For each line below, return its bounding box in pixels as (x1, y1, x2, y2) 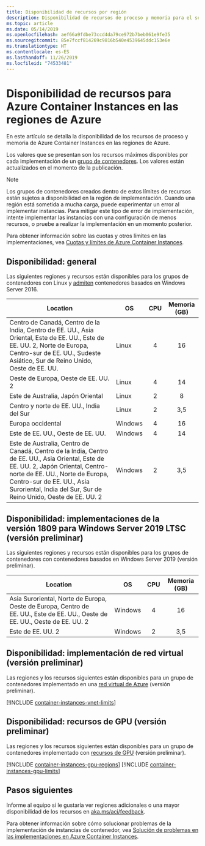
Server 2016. (6, 286, 38, 293)
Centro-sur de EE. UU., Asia (9, 477, 90, 486)
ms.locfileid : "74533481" (6, 60, 72, 66)
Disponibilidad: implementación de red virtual (6, 648, 184, 659)
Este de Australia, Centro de (9, 439, 90, 447)
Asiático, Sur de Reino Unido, (9, 356, 93, 365)
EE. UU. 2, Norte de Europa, (9, 341, 88, 350)
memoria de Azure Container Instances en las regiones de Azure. (6, 139, 171, 147)
